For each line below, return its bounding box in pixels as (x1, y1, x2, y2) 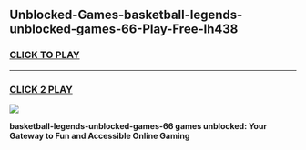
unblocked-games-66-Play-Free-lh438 (9, 22, 239, 37)
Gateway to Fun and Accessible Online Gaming (9, 130, 190, 141)
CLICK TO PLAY (9, 49, 80, 62)
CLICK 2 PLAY (9, 83, 73, 95)
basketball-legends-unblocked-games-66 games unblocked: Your (9, 120, 267, 131)
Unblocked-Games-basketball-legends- (9, 7, 243, 23)
